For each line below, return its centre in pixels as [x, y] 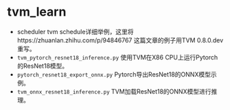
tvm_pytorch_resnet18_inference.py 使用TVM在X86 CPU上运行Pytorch [117, 57]
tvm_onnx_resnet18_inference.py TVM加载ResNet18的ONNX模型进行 [114, 91]
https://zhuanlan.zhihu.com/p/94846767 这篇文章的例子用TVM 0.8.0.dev [120, 40]
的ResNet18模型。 [43, 66]
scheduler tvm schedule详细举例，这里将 [75, 31]
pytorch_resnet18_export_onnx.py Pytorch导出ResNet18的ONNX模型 [114, 74]
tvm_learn [37, 12]
